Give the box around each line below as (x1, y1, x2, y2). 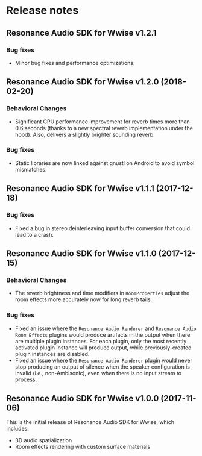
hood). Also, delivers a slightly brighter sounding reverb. (14, 131, 155, 138)
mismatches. (14, 166, 47, 173)
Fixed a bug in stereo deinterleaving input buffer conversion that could (14, 224, 191, 232)
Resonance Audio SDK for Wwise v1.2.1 (6, 28, 157, 38)
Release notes (6, 4, 79, 17)
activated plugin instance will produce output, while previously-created (14, 344, 192, 351)
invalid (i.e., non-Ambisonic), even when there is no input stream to (14, 369, 182, 376)
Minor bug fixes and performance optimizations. (14, 59, 135, 66)
